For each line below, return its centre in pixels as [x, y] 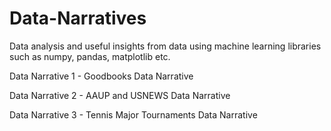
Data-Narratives [78, 18]
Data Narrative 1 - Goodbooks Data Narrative [101, 76]
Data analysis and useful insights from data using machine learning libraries [165, 46]
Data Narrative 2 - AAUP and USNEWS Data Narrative [120, 95]
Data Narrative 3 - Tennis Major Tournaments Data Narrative [133, 114]
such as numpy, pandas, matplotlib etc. [90, 56]
